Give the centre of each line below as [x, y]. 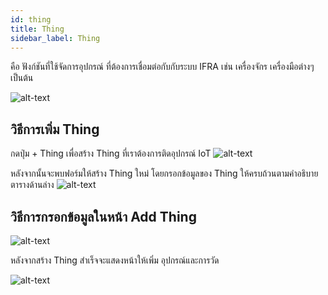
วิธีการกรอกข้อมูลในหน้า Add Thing [103, 216]
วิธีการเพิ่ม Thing [55, 129]
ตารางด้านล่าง [32, 185]
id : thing [31, 19]
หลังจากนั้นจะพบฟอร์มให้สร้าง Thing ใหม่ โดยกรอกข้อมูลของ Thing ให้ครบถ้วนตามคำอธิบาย [164, 173]
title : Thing [37, 29]
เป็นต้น [22, 78]
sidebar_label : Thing [55, 38]
